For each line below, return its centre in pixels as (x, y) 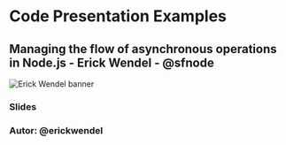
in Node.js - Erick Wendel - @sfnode (112, 62)
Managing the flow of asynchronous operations (143, 49)
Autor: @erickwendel (56, 130)
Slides (23, 106)
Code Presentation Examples (118, 16)
